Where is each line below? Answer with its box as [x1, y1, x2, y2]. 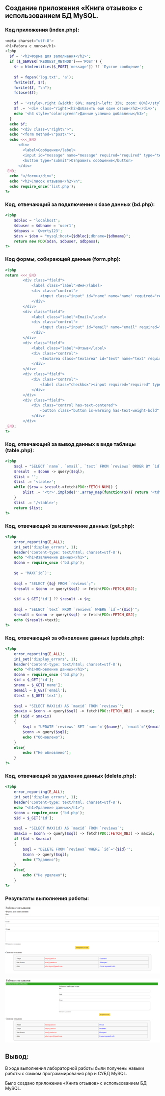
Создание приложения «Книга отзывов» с [5, 4, 143, 12]
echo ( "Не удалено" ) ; [23, 873, 67, 878]
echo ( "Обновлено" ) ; [23, 735, 65, 740]
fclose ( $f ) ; [14, 90, 38, 95]
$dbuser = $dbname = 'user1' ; [14, 223, 76, 228]
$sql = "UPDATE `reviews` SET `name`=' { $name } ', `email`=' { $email [23, 724, 162, 730]
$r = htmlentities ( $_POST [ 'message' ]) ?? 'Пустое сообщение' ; [14, 64, 144, 70]
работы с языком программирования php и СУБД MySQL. [5, 1071, 128, 1077]
